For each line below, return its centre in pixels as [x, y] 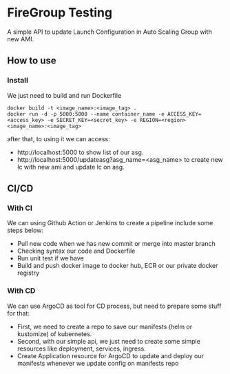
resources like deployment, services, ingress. [81, 349]
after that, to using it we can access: [59, 138]
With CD [21, 291]
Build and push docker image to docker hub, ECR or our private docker [117, 266]
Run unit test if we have [50, 258]
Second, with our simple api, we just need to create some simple [109, 341]
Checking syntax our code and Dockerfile [76, 251]
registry [28, 273]
